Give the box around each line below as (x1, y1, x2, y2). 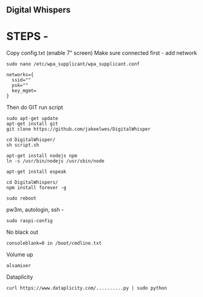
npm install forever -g (6, 185, 67, 191)
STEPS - (6, 29, 49, 43)
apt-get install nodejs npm (6, 153, 78, 159)
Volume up (6, 251, 33, 258)
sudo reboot (6, 195, 36, 201)
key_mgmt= (12, 88, 36, 94)
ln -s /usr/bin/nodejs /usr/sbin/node (6, 158, 105, 164)
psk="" (12, 82, 29, 89)
